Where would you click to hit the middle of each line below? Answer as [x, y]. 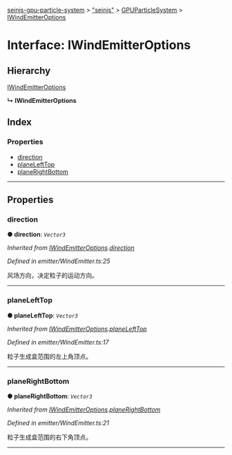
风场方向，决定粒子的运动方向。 [52, 275]
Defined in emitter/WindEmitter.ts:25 [59, 261]
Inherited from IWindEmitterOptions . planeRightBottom [84, 409]
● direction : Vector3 [36, 235]
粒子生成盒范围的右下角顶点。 [49, 437]
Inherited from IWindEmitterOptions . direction [71, 248]
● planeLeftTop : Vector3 [42, 315]
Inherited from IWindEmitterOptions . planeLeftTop [77, 329]
